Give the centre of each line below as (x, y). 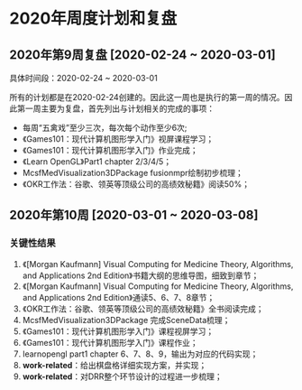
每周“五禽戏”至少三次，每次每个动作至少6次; (105, 128)
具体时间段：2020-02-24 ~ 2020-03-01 (83, 78)
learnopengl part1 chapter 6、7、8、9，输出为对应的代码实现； (140, 354)
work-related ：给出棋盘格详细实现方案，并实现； (114, 365)
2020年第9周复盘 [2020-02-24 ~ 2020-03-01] (143, 55)
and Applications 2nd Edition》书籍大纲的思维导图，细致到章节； (141, 275)
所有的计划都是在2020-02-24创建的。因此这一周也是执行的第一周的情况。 (147, 97)
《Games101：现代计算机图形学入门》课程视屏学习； (118, 331)
